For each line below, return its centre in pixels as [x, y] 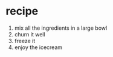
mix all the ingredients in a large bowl [61, 28]
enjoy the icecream [38, 47]
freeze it [25, 41]
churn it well [30, 34]
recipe [22, 11]
